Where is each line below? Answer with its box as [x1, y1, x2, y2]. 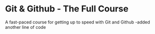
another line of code [5, 24, 46, 30]
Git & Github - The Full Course [5, 3, 129, 14]
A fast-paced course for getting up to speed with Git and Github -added [5, 19, 151, 25]
